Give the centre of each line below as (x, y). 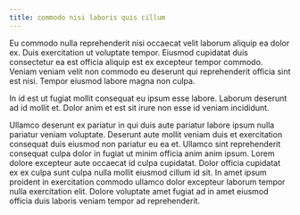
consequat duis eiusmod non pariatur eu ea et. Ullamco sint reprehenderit (145, 144)
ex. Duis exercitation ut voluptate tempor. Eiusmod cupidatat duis (129, 52)
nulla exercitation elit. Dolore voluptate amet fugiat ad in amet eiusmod (139, 191)
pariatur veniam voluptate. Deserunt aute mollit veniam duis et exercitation (146, 134)
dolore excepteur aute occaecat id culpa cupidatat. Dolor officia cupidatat (145, 162)
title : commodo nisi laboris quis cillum (87, 17)
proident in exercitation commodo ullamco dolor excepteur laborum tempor (147, 182)
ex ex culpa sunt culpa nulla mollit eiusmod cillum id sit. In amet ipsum (138, 172)
